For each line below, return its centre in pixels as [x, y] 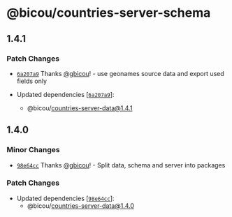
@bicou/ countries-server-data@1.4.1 [80, 108]
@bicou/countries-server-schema [109, 13]
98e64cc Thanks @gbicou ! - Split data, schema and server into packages [121, 165]
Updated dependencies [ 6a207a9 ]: [65, 94]
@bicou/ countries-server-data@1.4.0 [80, 205]
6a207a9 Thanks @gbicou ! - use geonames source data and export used [120, 73]
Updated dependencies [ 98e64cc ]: [65, 198]
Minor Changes [33, 150]
